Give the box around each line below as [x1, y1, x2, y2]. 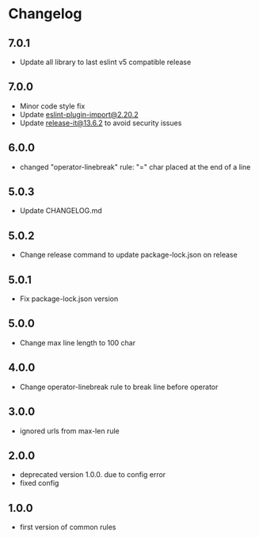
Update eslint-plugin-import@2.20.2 [19, 109, 139, 119]
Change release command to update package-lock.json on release [19, 250, 238, 260]
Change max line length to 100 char [19, 338, 136, 347]
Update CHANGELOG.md [19, 206, 103, 216]
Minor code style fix [19, 101, 86, 111]
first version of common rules [19, 522, 116, 532]
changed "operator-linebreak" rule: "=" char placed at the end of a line [19, 162, 251, 171]
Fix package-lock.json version [19, 294, 119, 303]
